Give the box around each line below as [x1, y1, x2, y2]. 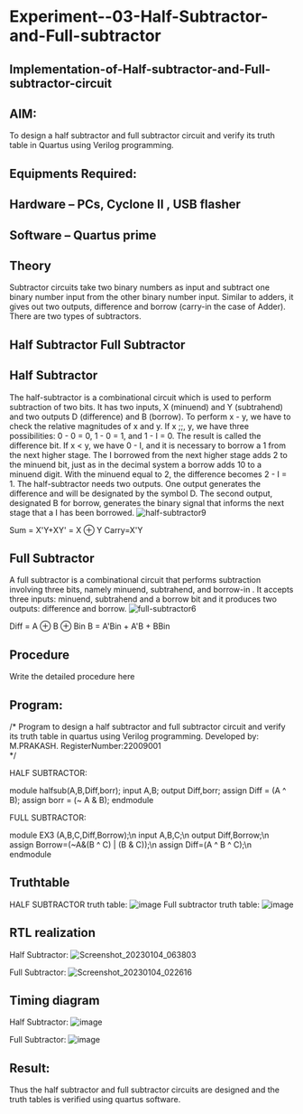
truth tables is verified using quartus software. [9, 1094, 181, 1105]
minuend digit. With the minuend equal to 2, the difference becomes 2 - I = [9, 468, 287, 480]
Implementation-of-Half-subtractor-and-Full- [9, 61, 271, 77]
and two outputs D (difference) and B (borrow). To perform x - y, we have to [9, 411, 291, 422]
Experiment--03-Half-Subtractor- [9, 6, 269, 27]
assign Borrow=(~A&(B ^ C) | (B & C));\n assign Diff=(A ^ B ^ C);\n [9, 839, 252, 850]
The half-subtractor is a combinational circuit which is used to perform [9, 391, 272, 403]
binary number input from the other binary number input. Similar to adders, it [9, 292, 294, 303]
